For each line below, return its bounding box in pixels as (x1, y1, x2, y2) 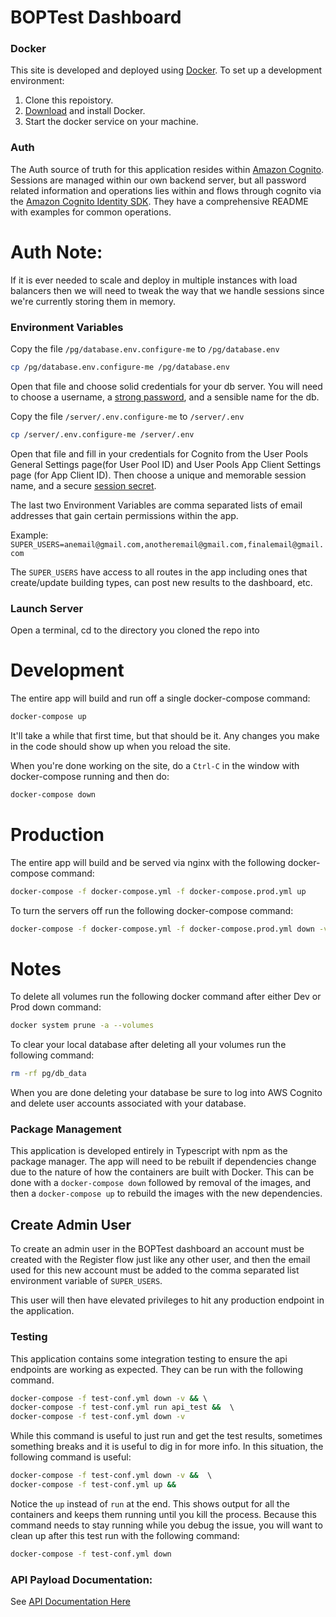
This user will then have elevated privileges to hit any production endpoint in (10, 1294, 325, 1306)
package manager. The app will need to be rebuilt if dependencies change (10, 1156, 317, 1168)
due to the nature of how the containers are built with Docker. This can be (10, 1166, 315, 1178)
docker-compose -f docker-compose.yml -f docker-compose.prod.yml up (10, 886, 307, 896)
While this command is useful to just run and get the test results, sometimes (10, 1430, 323, 1442)
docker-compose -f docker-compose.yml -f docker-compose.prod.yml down (10, 924, 315, 934)
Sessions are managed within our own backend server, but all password (10, 174, 307, 186)
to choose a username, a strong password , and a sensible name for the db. (10, 391, 320, 403)
